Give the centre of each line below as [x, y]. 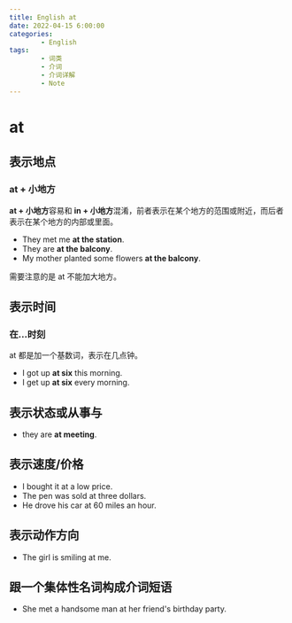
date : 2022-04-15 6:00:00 [57, 26]
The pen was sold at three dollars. [84, 495]
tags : [19, 51]
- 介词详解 [58, 75]
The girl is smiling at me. [67, 557]
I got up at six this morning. [72, 373]
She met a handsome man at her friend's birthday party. [124, 609]
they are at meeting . [59, 434]
